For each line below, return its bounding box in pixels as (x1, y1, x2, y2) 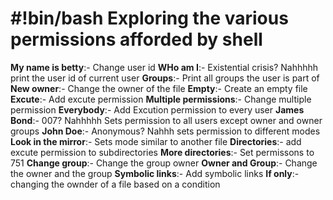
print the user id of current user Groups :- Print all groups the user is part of (10, 72, 320, 84)
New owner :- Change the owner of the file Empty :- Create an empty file (10, 82, 308, 94)
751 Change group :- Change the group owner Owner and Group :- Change (10, 157, 318, 169)
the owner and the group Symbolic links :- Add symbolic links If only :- (10, 167, 300, 179)
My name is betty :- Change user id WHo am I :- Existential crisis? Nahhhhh (10, 61, 319, 73)
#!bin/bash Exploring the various (10, 7, 289, 30)
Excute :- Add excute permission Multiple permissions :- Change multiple (10, 93, 312, 105)
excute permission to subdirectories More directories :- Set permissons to (10, 146, 315, 158)
